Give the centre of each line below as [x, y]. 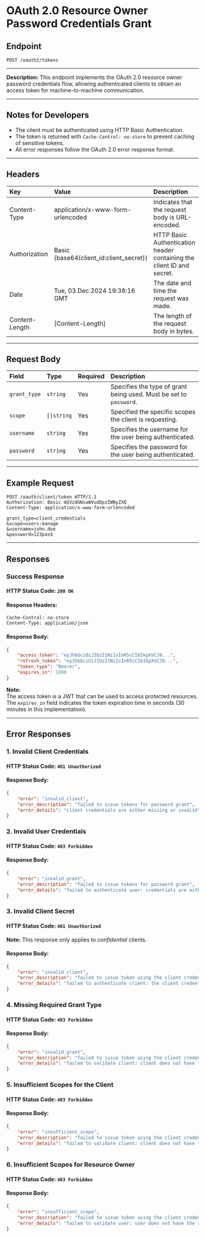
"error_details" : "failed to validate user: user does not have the [106, 1223]
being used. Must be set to [149, 394]
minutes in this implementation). [47, 709]
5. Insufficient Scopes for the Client [60, 1085]
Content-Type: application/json [47, 623]
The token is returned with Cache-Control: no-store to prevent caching [105, 136]
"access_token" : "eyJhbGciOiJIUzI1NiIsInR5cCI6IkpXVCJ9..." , [96, 655]
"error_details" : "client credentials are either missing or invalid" [109, 810]
